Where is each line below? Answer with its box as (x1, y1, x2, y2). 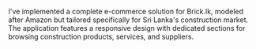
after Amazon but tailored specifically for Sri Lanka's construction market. (8, 15, 249, 24)
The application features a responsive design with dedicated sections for (8, 24, 246, 32)
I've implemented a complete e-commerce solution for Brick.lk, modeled (8, 7, 243, 16)
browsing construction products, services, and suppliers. (8, 32, 194, 41)
